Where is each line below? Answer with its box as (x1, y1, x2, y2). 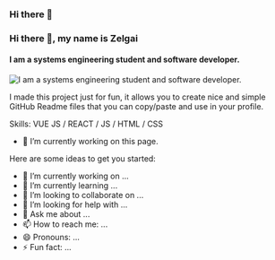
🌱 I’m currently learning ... (21, 180, 118, 191)
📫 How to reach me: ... (21, 219, 108, 230)
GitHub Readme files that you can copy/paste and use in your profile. (9, 101, 264, 112)
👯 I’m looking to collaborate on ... (21, 190, 144, 201)
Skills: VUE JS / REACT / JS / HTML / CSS (9, 118, 164, 129)
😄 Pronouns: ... (21, 232, 81, 243)
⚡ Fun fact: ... (21, 242, 72, 253)
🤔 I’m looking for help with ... (21, 199, 128, 210)
